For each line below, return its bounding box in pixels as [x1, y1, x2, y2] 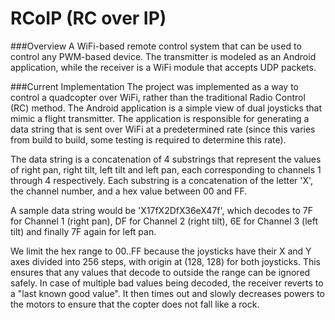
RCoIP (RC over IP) [10, 7, 167, 30]
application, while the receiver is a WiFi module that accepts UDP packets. [10, 61, 317, 73]
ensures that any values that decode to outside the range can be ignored [10, 266, 311, 278]
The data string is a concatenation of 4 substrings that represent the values [10, 153, 322, 165]
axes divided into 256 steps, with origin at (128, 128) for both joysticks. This [10, 255, 321, 267]
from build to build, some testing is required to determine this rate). [10, 133, 287, 146]
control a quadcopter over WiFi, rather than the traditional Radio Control [10, 91, 306, 103]
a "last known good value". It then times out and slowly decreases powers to [10, 287, 325, 299]
